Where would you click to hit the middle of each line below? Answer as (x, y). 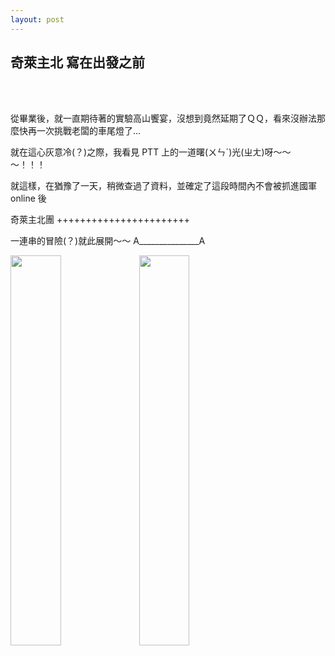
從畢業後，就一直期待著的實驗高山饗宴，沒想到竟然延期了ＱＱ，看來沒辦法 (163, 118)
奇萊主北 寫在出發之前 (77, 62)
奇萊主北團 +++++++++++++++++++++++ (100, 220)
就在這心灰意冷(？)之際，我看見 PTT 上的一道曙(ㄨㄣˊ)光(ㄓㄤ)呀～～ (151, 152)
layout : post (37, 19)
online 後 (28, 198)
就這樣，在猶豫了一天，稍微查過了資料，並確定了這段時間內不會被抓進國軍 (163, 186)
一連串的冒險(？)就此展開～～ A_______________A (108, 241)
